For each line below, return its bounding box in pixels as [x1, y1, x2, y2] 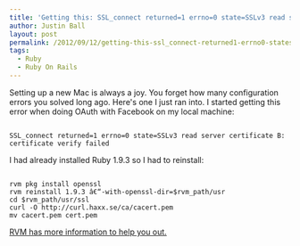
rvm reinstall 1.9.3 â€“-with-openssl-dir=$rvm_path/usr [9, 187, 226, 196]
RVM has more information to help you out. [9, 226, 167, 237]
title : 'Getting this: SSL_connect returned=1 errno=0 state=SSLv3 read [9, 12, 286, 22]
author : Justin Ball [9, 21, 87, 30]
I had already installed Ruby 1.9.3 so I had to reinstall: [9, 154, 204, 165]
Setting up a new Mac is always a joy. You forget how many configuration [9, 86, 279, 98]
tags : [9, 46, 29, 55]
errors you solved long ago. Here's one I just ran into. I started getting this [9, 96, 281, 107]
